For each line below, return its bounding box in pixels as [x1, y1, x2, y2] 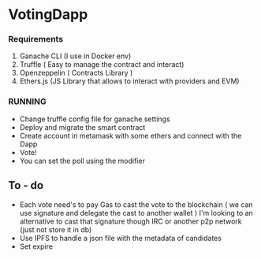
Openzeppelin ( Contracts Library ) [19, 68, 133, 78]
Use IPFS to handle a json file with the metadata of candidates [19, 233, 222, 242]
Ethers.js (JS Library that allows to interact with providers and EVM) [19, 76, 240, 86]
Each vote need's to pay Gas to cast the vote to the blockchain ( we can [19, 199, 254, 209]
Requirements [8, 34, 64, 45]
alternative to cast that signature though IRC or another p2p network [19, 216, 242, 226]
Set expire [19, 242, 54, 251]
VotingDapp [8, 6, 88, 24]
